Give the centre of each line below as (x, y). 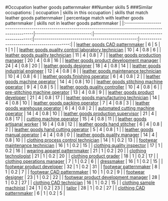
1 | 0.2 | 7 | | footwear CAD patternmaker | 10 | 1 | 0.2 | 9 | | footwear (75, 172)
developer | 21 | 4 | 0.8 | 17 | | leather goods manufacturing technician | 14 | (82, 97)
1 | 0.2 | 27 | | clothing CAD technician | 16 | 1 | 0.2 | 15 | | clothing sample (80, 182)
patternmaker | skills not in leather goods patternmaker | (63, 23)
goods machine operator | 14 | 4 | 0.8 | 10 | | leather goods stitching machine (84, 81)
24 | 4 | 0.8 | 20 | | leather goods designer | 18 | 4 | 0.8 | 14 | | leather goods (83, 65)
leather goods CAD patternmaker (110, 44)
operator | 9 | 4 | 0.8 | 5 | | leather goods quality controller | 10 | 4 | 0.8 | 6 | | (84, 87)
